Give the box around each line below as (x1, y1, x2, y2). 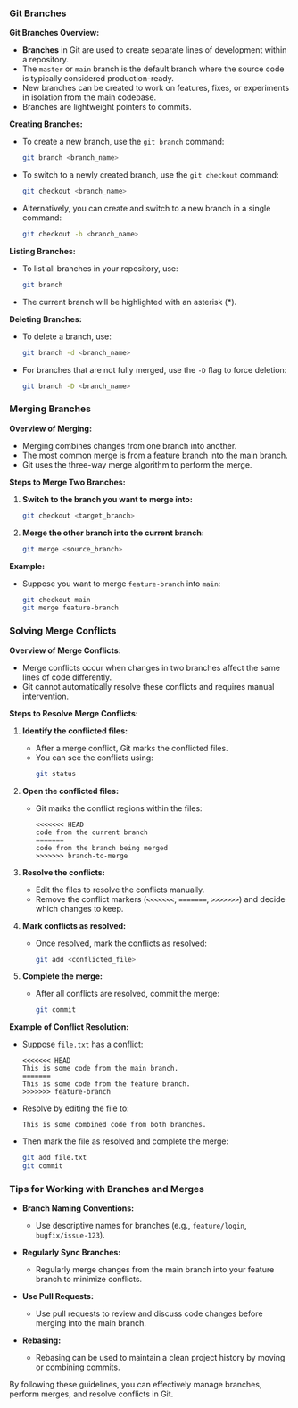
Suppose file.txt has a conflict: (21, 1039, 144, 1050)
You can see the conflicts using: (35, 752, 153, 763)
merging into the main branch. (35, 1318, 147, 1329)
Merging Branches (9, 402, 92, 415)
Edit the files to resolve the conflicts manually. (35, 884, 205, 895)
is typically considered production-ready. (21, 73, 174, 84)
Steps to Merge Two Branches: (9, 476, 127, 487)
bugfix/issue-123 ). (35, 1230, 105, 1240)
